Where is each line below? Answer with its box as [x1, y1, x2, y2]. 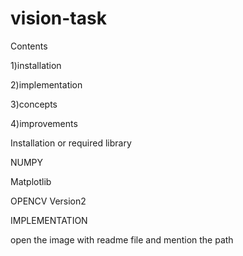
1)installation [10, 59, 62, 71]
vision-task [10, 7, 107, 30]
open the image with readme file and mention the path [10, 233, 234, 246]
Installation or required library [10, 137, 132, 149]
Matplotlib [10, 175, 52, 187]
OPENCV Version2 [10, 195, 87, 207]
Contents [10, 40, 48, 52]
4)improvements [10, 117, 78, 129]
